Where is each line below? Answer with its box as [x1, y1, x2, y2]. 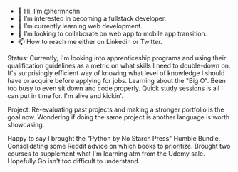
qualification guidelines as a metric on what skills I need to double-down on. [7, 61, 231, 70]
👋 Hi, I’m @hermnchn [17, 7, 81, 15]
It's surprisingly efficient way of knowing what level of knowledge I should [7, 69, 225, 77]
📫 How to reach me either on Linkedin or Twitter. [17, 38, 162, 45]
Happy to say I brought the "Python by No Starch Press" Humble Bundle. [7, 134, 221, 142]
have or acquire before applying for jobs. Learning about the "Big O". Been [7, 77, 227, 85]
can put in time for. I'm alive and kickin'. [7, 92, 123, 100]
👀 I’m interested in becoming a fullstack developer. [17, 14, 167, 23]
